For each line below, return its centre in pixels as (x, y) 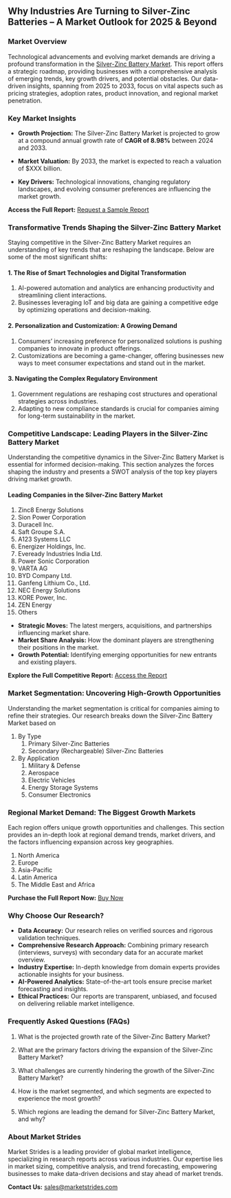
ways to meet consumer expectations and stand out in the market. (111, 363)
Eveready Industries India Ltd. (60, 554)
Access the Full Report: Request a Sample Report (79, 210)
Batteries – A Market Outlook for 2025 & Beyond (112, 22)
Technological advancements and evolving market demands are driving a (112, 56)
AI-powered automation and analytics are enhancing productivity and (116, 288)
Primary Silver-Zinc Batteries (69, 743)
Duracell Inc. (36, 524)
